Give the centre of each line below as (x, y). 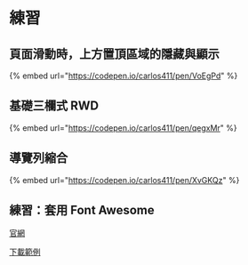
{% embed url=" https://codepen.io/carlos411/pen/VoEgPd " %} (124, 76)
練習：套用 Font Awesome (82, 210)
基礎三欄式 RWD (54, 106)
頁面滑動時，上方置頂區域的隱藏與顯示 (114, 54)
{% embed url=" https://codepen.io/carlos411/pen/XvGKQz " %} (124, 180)
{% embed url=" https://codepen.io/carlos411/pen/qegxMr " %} (123, 128)
